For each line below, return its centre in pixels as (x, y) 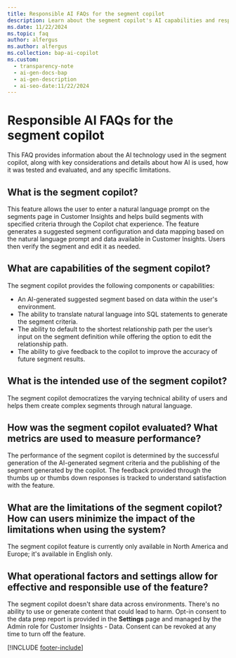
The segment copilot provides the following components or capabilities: (111, 285)
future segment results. (51, 359)
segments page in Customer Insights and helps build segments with (105, 216)
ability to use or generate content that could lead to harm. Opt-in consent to (117, 612)
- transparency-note (44, 66)
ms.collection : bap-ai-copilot (53, 53)
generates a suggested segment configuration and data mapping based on (116, 232)
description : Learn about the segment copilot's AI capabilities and (111, 20)
